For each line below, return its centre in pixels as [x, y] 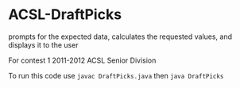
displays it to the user [43, 44]
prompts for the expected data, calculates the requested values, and [120, 36]
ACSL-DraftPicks [65, 15]
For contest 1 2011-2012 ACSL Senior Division [82, 60]
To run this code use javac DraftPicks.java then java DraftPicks [116, 75]
